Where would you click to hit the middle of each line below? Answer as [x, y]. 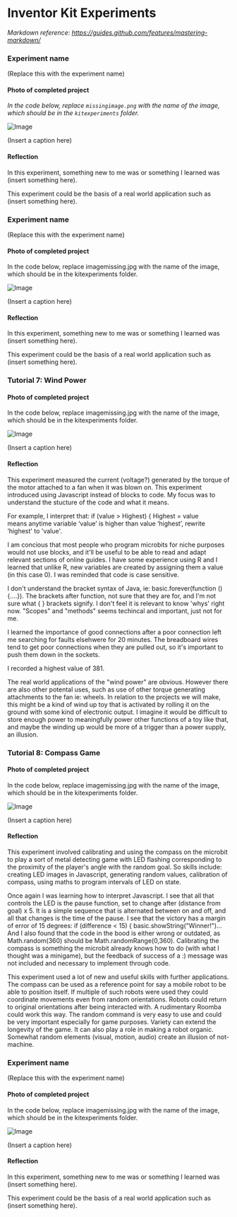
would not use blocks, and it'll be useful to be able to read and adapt [107, 552]
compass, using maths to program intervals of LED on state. [95, 882]
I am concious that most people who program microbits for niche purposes [116, 545]
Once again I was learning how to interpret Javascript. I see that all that [111, 896]
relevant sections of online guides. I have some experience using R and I [113, 559]
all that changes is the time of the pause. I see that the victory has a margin [116, 918]
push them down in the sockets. [54, 654]
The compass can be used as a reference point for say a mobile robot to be [117, 984]
